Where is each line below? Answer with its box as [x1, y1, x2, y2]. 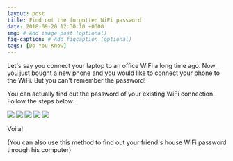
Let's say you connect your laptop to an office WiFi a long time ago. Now [7, 62, 216, 69]
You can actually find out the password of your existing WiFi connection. [7, 90, 216, 98]
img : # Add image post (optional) [7, 29, 108, 37]
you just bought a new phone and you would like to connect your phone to [7, 69, 220, 77]
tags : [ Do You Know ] [7, 42, 67, 49]
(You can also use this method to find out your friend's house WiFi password [7, 138, 227, 146]
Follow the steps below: [7, 97, 75, 105]
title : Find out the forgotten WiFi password [7, 17, 141, 24]
